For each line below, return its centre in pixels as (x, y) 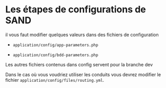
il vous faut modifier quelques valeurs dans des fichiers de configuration (82, 34)
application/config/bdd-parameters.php (56, 55)
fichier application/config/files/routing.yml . (55, 80)
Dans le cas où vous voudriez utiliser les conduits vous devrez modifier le (83, 74)
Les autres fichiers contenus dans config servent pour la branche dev (79, 64)
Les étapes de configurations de (76, 10)
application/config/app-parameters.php (56, 45)
